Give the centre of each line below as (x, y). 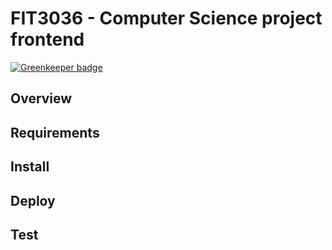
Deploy (33, 200)
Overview (41, 98)
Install (30, 167)
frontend (47, 39)
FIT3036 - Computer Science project (166, 18)
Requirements (55, 132)
